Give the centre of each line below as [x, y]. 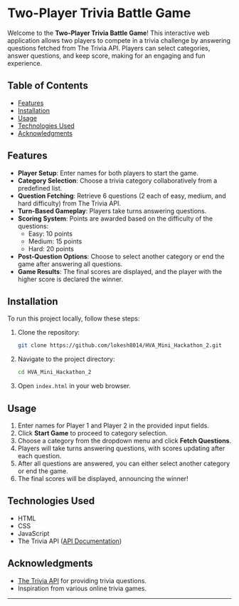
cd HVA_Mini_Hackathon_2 [54, 373]
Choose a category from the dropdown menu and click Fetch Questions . [124, 440]
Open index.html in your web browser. [74, 386]
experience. [25, 63]
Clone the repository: [49, 333]
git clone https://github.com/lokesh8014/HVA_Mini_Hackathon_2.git [119, 345]
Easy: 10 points [51, 233]
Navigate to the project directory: [66, 359]
